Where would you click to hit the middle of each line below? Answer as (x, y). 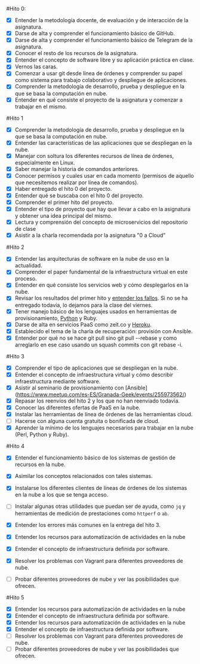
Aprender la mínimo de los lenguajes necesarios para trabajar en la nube (104, 428)
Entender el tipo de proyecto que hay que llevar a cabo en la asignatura (103, 209)
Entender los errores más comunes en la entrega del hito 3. (88, 525)
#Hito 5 (15, 597)
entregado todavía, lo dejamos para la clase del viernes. (84, 305)
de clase (25, 229)
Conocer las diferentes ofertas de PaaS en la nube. (78, 407)
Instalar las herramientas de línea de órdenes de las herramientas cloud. (104, 415)
